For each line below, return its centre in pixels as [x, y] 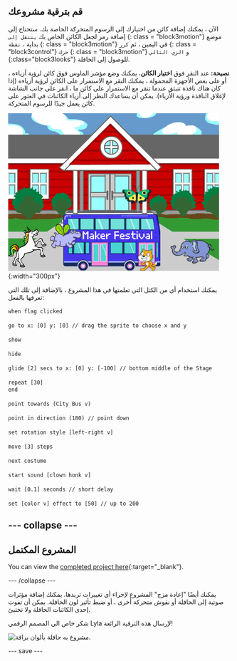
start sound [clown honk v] [50, 475]
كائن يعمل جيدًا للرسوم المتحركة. [52, 103]
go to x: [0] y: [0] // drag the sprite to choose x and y [98, 326]
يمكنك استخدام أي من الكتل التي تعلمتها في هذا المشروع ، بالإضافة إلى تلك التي [113, 290]
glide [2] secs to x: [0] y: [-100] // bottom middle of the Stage [110, 368]
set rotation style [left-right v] [61, 432]
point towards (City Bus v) [50, 404]
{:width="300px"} [34, 276]
